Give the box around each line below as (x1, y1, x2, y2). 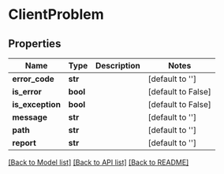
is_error (12, 87, 42, 97)
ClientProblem (8, 6, 104, 24)
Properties (8, 37, 62, 50)
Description (95, 61, 140, 71)
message (12, 112, 47, 123)
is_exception (12, 99, 62, 109)
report (12, 138, 37, 148)
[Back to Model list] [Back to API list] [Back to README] (8, 157, 189, 167)
